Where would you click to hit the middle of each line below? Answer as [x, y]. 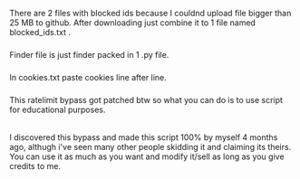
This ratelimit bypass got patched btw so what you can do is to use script [146, 99]
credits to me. [35, 166]
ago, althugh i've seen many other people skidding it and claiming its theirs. [150, 147]
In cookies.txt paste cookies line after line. [88, 77]
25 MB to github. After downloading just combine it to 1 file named [133, 23]
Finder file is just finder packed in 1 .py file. [89, 54]
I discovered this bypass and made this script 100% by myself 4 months [144, 137]
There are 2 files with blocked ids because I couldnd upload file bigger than [150, 13]
